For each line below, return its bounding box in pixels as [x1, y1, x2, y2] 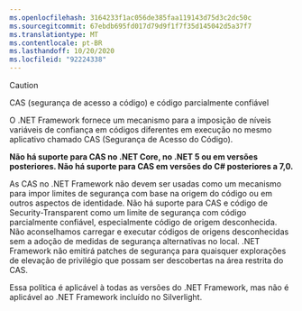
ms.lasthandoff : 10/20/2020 [9, 47, 115, 56]
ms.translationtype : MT [9, 30, 99, 39]
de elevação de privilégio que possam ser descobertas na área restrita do [9, 255, 284, 266]
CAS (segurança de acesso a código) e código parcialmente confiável [9, 97, 270, 108]
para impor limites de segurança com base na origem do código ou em [9, 188, 273, 198]
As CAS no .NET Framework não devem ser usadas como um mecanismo [9, 178, 282, 189]
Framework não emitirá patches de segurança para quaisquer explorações [9, 245, 287, 256]
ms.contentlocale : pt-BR [9, 38, 103, 48]
